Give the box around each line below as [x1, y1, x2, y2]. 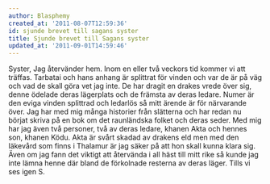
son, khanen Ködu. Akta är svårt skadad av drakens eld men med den [8, 132, 239, 142]
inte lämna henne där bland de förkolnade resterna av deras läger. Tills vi [8, 158, 251, 168]
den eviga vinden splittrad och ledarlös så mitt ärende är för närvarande [8, 98, 247, 108]
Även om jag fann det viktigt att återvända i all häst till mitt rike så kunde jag [8, 150, 260, 160]
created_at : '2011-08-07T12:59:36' [8, 19, 128, 27]
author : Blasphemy [8, 11, 70, 20]
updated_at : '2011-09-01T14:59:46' [8, 42, 128, 50]
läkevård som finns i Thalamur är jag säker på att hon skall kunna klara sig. [8, 141, 256, 151]
